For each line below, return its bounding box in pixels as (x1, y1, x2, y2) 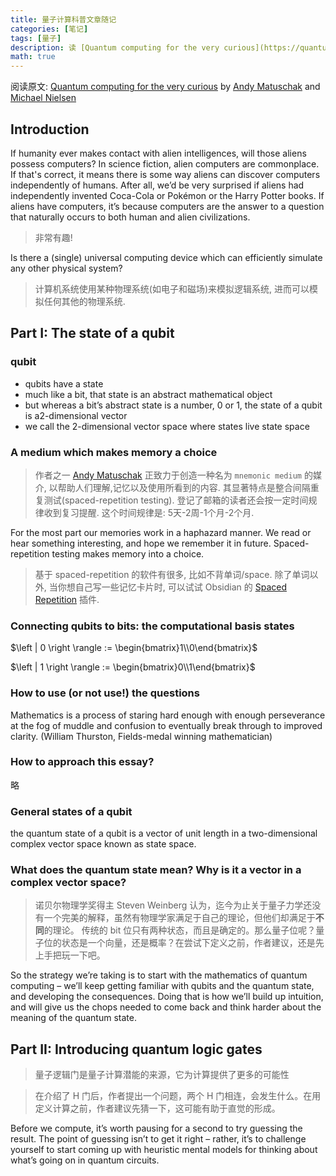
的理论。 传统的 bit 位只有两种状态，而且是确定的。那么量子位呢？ (43, 924, 317, 936)
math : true (10, 52, 56, 62)
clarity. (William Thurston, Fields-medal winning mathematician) (10, 730, 273, 742)
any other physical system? (10, 262, 123, 274)
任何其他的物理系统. (43, 295, 126, 307)
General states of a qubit (10, 804, 133, 818)
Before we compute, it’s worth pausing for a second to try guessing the (10, 1122, 303, 1135)
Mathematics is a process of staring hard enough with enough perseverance (10, 709, 326, 721)
